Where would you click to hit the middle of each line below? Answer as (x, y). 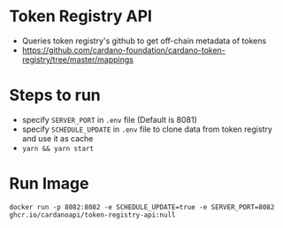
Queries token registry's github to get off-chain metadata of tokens (144, 41)
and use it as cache (57, 138)
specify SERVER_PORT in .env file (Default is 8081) (109, 119)
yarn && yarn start (58, 148)
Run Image (49, 184)
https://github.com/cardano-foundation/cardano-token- (123, 49)
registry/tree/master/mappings (78, 59)
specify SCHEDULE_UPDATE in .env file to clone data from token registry (147, 129)
